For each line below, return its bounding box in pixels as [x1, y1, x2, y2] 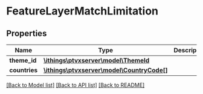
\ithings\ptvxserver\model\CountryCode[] [43, 66, 168, 74]
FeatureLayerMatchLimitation [6, 4, 159, 18]
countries [9, 66, 38, 74]
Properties [6, 28, 47, 39]
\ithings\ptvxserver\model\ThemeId [43, 56, 150, 64]
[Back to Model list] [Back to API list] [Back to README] [6, 81, 145, 89]
